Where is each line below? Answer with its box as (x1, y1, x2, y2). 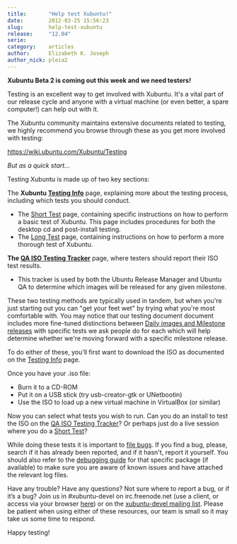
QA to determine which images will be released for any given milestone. (17, 282, 227, 291)
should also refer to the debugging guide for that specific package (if (7, 455, 209, 464)
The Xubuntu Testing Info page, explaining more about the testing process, (7, 189, 229, 197)
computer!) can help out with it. (7, 104, 99, 113)
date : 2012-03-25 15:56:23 (7, 17, 110, 24)
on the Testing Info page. (7, 355, 81, 364)
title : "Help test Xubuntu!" (7, 10, 112, 18)
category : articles (7, 43, 74, 50)
